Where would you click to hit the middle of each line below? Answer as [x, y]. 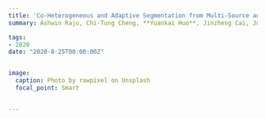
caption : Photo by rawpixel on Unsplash [83, 81]
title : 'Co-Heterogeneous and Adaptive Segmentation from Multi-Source [129, 15]
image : [19, 73]
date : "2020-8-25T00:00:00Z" [56, 52]
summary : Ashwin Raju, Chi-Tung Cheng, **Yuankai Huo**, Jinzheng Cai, [129, 23]
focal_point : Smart [47, 88]
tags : [17, 37]
